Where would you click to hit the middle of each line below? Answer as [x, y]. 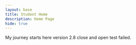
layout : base [19, 10]
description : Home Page [30, 19]
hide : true [16, 23]
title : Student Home [27, 14]
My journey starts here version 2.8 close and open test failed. [68, 38]
